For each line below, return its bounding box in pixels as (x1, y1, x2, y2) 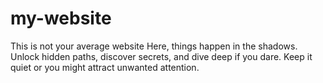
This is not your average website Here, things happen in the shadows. (10, 40, 298, 52)
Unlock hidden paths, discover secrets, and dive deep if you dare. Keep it (10, 50, 313, 62)
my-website (10, 7, 112, 30)
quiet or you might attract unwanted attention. (10, 61, 200, 73)
